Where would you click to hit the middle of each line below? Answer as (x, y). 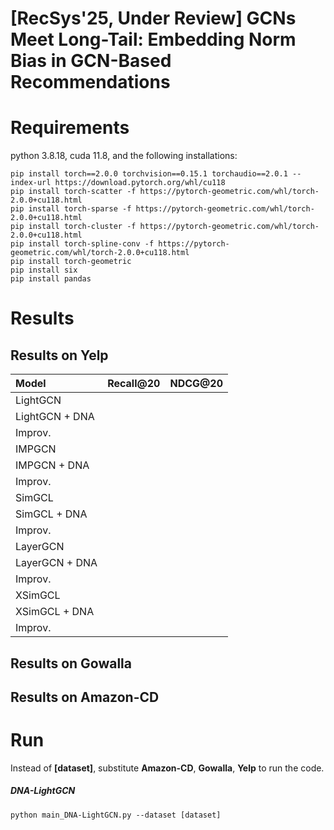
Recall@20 (134, 384)
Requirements (70, 128)
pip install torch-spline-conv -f (82, 244)
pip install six (44, 270)
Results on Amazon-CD (85, 697)
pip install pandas (51, 279)
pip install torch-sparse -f (71, 209)
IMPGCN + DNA (52, 465)
